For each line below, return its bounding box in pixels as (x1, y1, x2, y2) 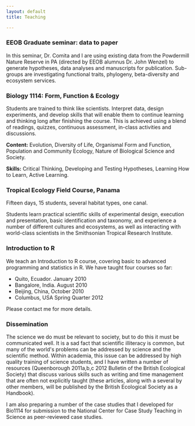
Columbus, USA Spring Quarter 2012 (14, 294, 104, 301)
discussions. (6, 130, 36, 137)
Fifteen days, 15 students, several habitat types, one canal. (6, 199, 148, 206)
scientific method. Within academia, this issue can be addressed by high (6, 352, 181, 359)
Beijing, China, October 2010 (14, 287, 84, 294)
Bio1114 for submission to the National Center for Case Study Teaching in (6, 407, 182, 414)
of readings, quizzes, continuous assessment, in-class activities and (6, 124, 172, 131)
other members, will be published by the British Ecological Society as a (6, 383, 178, 390)
